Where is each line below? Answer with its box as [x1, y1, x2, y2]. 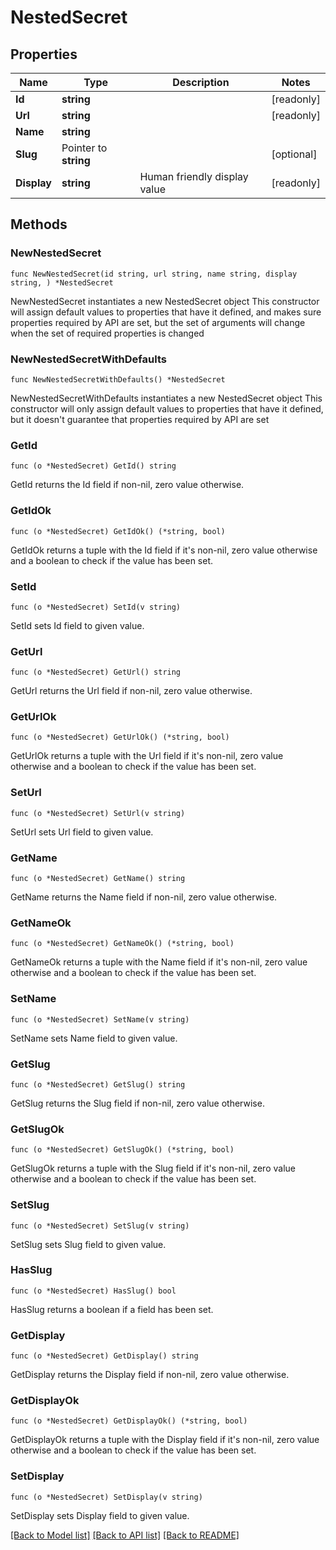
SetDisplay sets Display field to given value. [10, 1509, 190, 1521]
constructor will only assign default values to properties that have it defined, [10, 402, 324, 415]
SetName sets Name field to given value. [10, 1032, 178, 1044]
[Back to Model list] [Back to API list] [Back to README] [10, 1529, 240, 1541]
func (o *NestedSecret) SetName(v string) [10, 1014, 190, 1025]
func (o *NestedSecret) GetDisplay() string [10, 1351, 199, 1361]
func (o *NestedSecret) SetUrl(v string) [10, 808, 186, 818]
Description [172, 76, 230, 89]
